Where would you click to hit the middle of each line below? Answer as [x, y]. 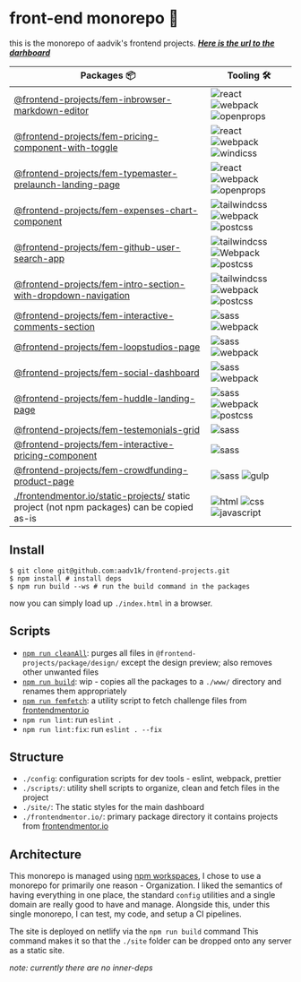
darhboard [30, 52]
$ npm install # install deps [66, 578]
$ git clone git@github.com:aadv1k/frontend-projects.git [120, 571]
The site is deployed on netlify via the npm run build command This [134, 932]
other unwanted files [60, 672]
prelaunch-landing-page [67, 185]
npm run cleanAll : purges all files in [88, 652]
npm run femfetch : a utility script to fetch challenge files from [134, 700]
